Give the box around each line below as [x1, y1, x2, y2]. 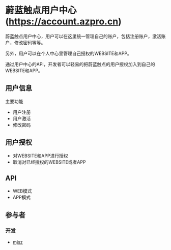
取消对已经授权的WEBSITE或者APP [12, 159, 86, 165]
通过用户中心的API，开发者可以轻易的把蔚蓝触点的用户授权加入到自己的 [5, 61, 155, 67]
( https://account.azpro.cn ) [5, 16, 122, 27]
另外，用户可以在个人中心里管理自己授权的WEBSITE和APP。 [5, 50, 132, 56]
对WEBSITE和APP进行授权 [12, 152, 68, 159]
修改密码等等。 [14, 39, 46, 46]
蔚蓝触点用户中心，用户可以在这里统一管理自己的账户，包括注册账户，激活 [5, 33, 161, 39]
